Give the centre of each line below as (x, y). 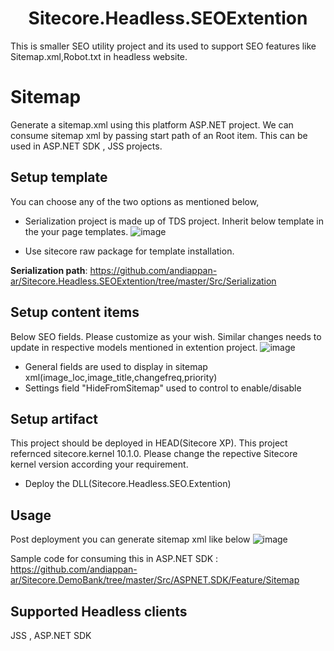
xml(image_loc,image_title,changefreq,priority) (121, 377)
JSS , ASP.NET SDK (51, 635)
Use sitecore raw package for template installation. (129, 251)
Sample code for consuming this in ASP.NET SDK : (114, 559)
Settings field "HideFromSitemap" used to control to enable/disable (163, 388)
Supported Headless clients (99, 611)
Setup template (59, 177)
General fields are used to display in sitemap (116, 366)
